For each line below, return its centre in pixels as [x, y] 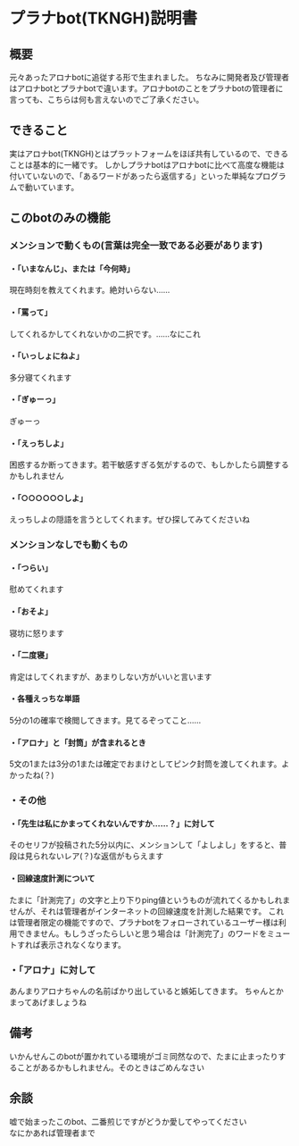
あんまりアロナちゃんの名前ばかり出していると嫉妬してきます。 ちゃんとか [146, 991]
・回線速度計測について [52, 878]
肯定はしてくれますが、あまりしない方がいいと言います [111, 676]
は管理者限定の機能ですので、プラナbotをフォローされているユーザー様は [144, 922]
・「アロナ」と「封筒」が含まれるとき [78, 742]
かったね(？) [32, 775]
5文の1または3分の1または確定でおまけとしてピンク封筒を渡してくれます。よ [149, 764]
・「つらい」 [31, 567]
